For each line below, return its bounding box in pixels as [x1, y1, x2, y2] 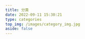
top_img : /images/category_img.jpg [5, 21, 80, 27]
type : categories [5, 17, 42, 22]
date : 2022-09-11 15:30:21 [5, 12, 62, 17]
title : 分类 [5, 7, 29, 13]
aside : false [5, 26, 33, 31]
